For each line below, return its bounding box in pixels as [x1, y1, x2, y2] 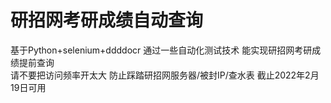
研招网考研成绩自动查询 [10, 9, 204, 32]
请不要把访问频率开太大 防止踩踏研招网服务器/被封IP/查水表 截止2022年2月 [10, 69, 320, 81]
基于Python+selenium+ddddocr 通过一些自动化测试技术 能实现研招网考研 [10, 44, 313, 56]
